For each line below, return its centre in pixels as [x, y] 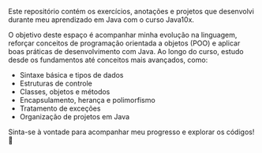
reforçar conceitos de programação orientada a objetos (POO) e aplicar [124, 43]
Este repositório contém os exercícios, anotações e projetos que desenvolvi [131, 11]
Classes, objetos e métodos [65, 92]
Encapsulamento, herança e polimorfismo [87, 100]
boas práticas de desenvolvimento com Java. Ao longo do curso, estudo [126, 51]
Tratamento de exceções [60, 108]
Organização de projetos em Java [75, 117]
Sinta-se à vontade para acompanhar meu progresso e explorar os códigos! [131, 132]
